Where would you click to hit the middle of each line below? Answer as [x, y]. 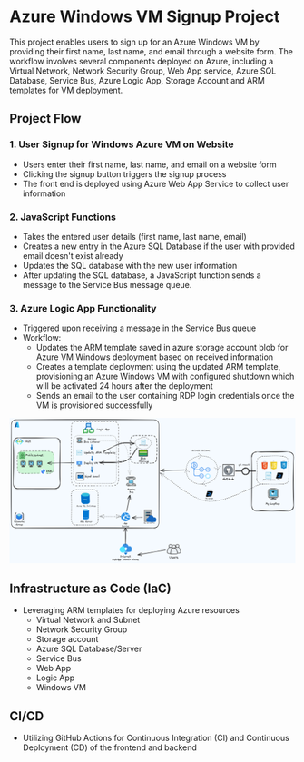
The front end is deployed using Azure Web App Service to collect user [156, 183]
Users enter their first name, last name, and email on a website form [149, 164]
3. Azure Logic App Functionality [83, 308]
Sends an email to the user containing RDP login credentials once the [165, 396]
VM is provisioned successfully [94, 405]
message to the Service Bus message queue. [107, 284]
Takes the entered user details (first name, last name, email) [134, 236]
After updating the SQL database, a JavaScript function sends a [142, 275]
